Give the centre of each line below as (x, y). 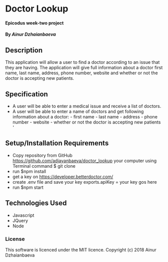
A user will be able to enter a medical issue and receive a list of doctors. (87, 106)
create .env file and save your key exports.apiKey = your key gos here (85, 182)
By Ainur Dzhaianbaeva (31, 34)
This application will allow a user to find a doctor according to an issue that (82, 62)
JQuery (20, 220)
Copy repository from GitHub (42, 155)
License (15, 239)
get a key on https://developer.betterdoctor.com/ (63, 177)
